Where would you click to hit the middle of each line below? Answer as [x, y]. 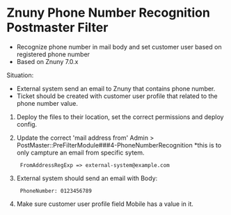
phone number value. [47, 103]
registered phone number [53, 54]
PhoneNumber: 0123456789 [56, 191]
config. [27, 124]
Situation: [20, 75]
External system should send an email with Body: [87, 178]
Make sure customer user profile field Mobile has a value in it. [105, 204]
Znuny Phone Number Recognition [108, 13]
